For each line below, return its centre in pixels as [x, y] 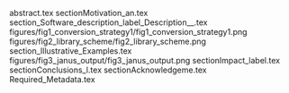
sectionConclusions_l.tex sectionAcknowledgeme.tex [108, 70]
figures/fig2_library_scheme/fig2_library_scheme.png [108, 41]
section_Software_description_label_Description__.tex [108, 22]
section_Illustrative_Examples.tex [71, 51]
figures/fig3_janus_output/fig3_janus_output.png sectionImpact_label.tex [145, 60]
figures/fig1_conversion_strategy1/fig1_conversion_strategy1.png [128, 32]
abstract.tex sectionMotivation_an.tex [79, 13]
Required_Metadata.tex [53, 79]
